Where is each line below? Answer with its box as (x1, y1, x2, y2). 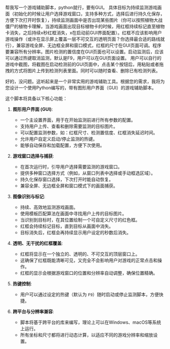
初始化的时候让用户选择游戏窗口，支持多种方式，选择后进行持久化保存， (14, 11, 165, 17)
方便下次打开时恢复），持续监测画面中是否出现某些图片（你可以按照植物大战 (5, 17, 163, 23)
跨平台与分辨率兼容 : (12, 309, 54, 315)
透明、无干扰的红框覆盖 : (12, 240, 63, 246)
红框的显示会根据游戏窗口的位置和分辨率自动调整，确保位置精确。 (20, 270, 158, 276)
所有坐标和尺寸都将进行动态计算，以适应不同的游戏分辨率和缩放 (20, 332, 153, 338)
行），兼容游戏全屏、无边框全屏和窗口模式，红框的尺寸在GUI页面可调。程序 (5, 42, 162, 48)
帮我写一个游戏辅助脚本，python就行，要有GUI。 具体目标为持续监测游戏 (5, 5, 158, 10)
